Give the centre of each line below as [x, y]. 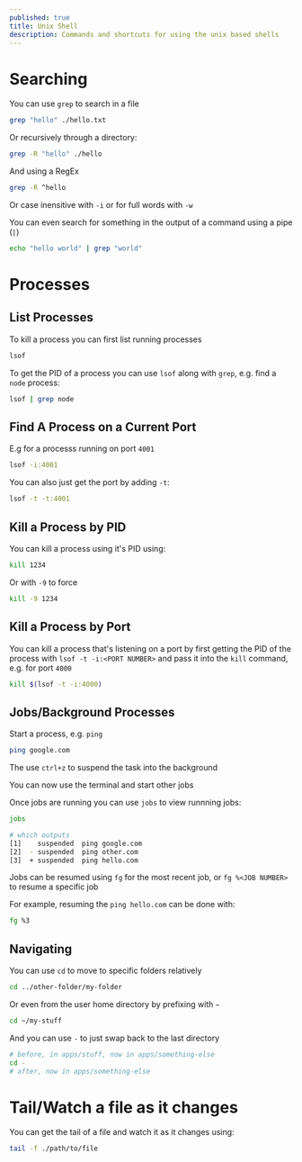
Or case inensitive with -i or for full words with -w [101, 204]
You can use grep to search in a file [74, 104]
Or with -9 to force [44, 582]
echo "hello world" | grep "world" [76, 248]
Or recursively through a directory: [73, 138]
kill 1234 [28, 565]
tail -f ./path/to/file [54, 1148]
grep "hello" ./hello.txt [58, 121]
